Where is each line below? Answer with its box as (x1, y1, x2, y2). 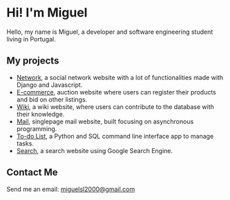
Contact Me (6, 167, 58, 179)
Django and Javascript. (16, 81, 83, 89)
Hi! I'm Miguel (6, 5, 88, 21)
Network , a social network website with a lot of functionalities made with (16, 73, 224, 81)
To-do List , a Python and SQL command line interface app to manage (16, 132, 214, 140)
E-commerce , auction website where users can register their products (16, 88, 217, 96)
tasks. (16, 139, 34, 148)
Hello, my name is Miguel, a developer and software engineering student (6, 28, 213, 36)
